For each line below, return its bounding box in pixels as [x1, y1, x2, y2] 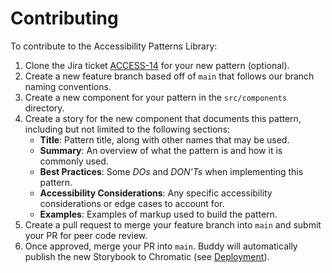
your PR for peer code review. [24, 229, 148, 241]
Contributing [10, 7, 119, 30]
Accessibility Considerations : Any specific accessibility [39, 187, 273, 199]
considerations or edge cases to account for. [39, 197, 225, 209]
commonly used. [39, 155, 109, 167]
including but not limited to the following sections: [24, 123, 231, 135]
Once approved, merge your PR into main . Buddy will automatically [24, 240, 298, 252]
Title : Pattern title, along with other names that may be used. [39, 133, 290, 146]
